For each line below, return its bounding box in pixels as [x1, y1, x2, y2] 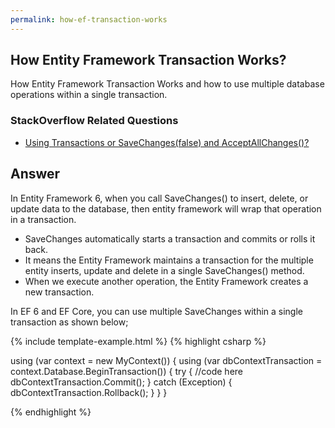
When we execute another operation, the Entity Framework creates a [24, 275, 309, 287]
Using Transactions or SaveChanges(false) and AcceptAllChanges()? [24, 136, 310, 148]
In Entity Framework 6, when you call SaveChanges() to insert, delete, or [10, 192, 309, 204]
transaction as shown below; [10, 316, 129, 328]
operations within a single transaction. [10, 89, 168, 101]
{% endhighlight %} [10, 406, 92, 418]
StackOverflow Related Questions [10, 114, 179, 128]
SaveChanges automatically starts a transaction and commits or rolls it [24, 232, 316, 245]
